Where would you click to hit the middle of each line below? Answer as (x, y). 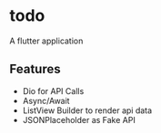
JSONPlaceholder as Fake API (79, 119)
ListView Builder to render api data (87, 110)
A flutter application (46, 41)
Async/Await (46, 100)
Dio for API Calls (53, 90)
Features (35, 69)
